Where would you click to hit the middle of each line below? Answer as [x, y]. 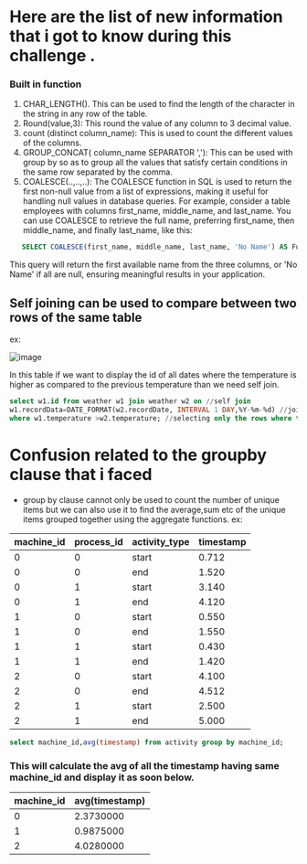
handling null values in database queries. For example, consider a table [156, 201]
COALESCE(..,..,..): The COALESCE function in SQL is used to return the [157, 182]
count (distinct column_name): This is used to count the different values [158, 133]
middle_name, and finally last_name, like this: [108, 230]
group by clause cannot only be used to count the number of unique [151, 499]
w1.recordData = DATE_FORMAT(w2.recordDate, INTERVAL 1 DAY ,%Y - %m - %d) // [148, 410]
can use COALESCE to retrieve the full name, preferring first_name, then [159, 220]
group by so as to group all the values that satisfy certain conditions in [155, 163]
